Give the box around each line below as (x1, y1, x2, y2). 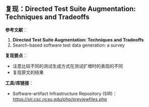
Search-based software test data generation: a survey (12, 42, 125, 48)
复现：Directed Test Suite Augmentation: (5, 4, 136, 13)
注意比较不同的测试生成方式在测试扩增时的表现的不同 (12, 63, 123, 69)
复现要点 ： (5, 52, 28, 58)
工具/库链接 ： (5, 79, 34, 86)
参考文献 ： (5, 26, 28, 32)
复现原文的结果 (12, 69, 44, 75)
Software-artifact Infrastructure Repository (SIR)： (12, 90, 117, 96)
